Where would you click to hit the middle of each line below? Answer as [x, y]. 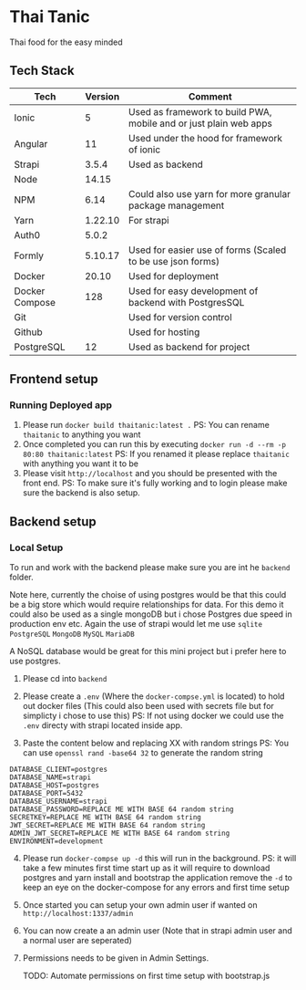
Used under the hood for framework [206, 138]
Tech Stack [42, 71]
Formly [29, 255]
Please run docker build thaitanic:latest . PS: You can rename [146, 425]
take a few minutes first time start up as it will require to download [146, 868]
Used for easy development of [194, 291]
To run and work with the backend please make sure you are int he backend [150, 568]
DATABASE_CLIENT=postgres [58, 770]
